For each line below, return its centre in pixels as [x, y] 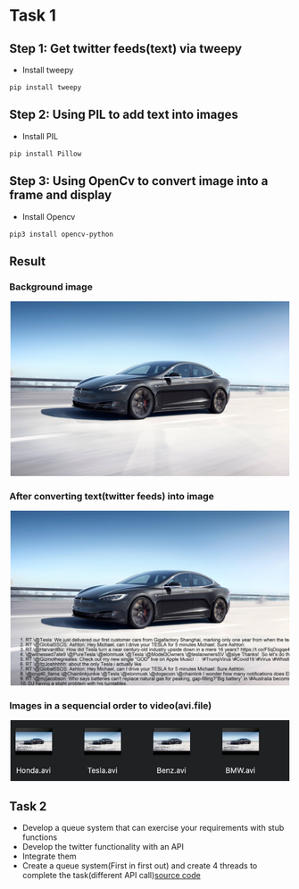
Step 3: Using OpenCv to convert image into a [139, 181]
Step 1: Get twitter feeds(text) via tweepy [126, 49]
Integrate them [49, 856]
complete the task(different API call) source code [111, 875]
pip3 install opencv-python [62, 234]
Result [28, 261]
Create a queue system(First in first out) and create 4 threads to [140, 865]
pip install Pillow [46, 154]
